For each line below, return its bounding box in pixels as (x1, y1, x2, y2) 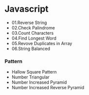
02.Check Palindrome (11, 24, 55, 30)
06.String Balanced (11, 46, 51, 51)
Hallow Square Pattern (11, 69, 57, 75)
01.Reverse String (11, 20, 47, 25)
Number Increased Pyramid (11, 79, 67, 85)
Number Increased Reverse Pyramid (11, 85, 85, 91)
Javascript (4, 3, 49, 15)
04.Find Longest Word (11, 35, 56, 41)
